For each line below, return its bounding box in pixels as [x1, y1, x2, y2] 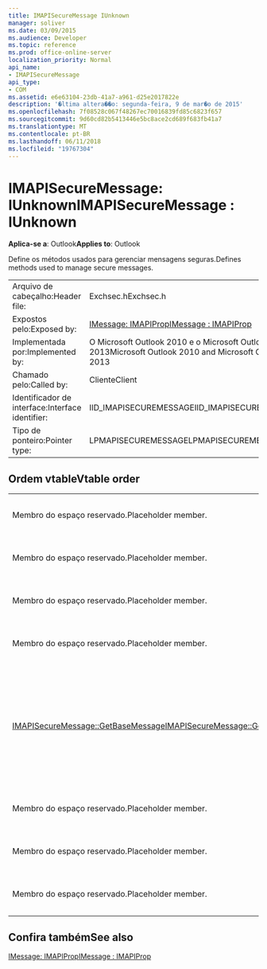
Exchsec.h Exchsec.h [88, 291, 167, 302]
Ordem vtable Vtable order [8, 472, 141, 485]
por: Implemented [12, 347, 77, 358]
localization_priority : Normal [8, 56, 112, 64]
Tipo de [12, 425, 41, 436]
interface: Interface [12, 403, 82, 414]
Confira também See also [8, 930, 133, 944]
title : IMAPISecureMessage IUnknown [8, 11, 130, 20]
